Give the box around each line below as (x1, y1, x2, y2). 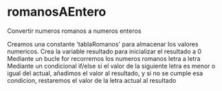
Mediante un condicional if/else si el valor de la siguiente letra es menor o (7, 62, 216, 70)
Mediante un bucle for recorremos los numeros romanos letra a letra (7, 54, 201, 62)
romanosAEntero (7, 4, 107, 20)
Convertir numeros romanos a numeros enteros (7, 27, 142, 35)
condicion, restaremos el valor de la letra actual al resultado (7, 76, 177, 84)
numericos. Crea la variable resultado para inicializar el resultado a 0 (7, 47, 201, 55)
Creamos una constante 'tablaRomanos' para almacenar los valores (7, 40, 199, 48)
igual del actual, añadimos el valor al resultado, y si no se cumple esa (7, 69, 203, 77)
